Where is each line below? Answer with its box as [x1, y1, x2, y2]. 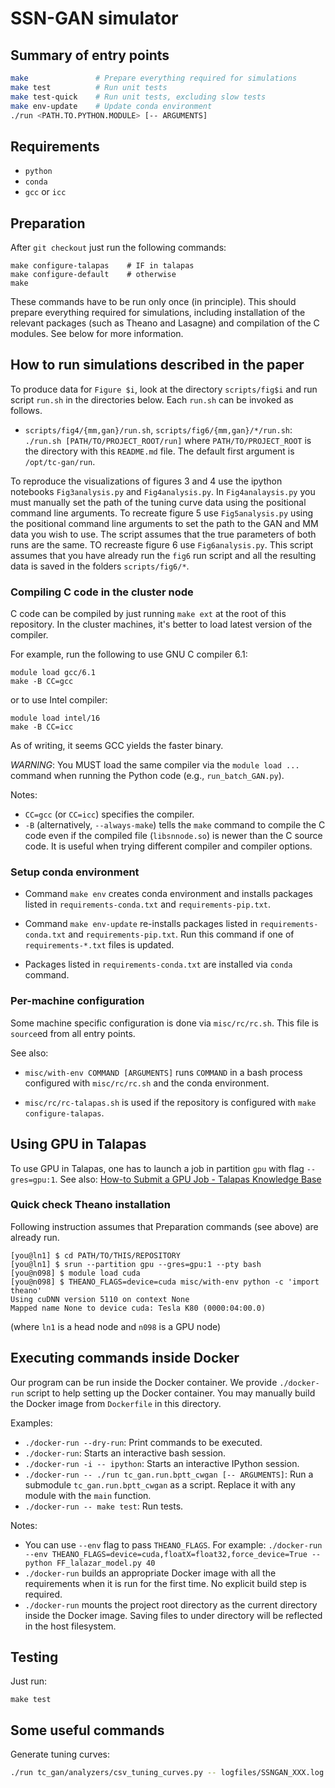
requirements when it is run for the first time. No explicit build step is [24, 1577, 307, 1589]
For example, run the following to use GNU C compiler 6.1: [10, 648, 248, 661]
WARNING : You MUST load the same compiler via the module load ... [10, 759, 300, 771]
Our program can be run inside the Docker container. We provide [10, 1376, 278, 1388]
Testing [10, 1649, 59, 1666]
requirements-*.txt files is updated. [24, 939, 175, 951]
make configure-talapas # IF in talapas [10, 261, 195, 271]
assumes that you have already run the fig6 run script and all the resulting [10, 549, 317, 561]
